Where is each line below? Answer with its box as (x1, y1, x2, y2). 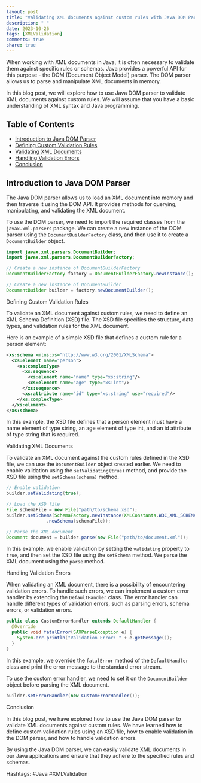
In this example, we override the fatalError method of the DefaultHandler (6, 657, 188, 664)
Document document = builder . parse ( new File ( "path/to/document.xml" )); (6, 534, 188, 541)
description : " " (6, 20, 50, 26)
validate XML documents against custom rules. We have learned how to (6, 721, 183, 729)
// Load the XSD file (6, 501, 60, 508)
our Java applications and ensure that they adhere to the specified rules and (6, 752, 194, 759)
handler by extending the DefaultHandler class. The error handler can (6, 594, 178, 601)
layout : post (6, 8, 39, 15)
